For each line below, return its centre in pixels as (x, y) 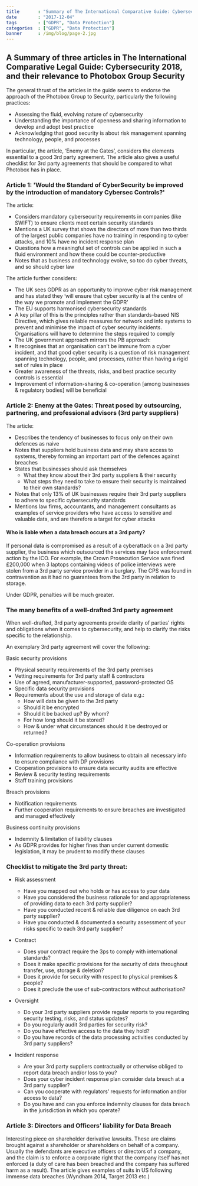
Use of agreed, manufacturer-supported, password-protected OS (94, 683)
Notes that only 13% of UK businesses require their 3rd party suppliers (100, 493)
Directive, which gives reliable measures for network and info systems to (103, 321)
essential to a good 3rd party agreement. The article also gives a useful (93, 157)
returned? (35, 733)
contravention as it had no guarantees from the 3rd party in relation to (91, 577)
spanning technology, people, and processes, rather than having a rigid (101, 359)
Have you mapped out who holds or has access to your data (96, 891)
